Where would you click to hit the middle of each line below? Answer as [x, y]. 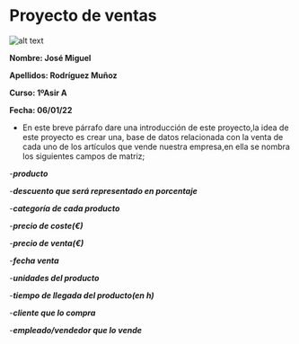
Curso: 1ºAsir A [38, 93]
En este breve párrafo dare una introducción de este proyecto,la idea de [155, 128]
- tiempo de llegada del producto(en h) [82, 295]
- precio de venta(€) [47, 243]
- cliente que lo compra [53, 313]
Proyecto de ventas [83, 16]
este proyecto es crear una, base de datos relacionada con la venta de [153, 137]
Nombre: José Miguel [50, 57]
